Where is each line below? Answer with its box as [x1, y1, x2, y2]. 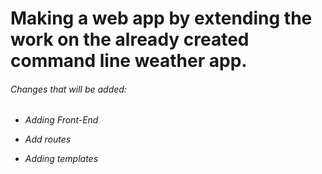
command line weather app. [10, 50, 248, 72]
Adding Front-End [24, 114, 99, 126]
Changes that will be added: [10, 83, 127, 95]
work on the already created [10, 28, 250, 51]
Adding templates [24, 153, 99, 165]
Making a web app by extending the [10, 7, 313, 30]
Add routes [24, 133, 72, 146]
